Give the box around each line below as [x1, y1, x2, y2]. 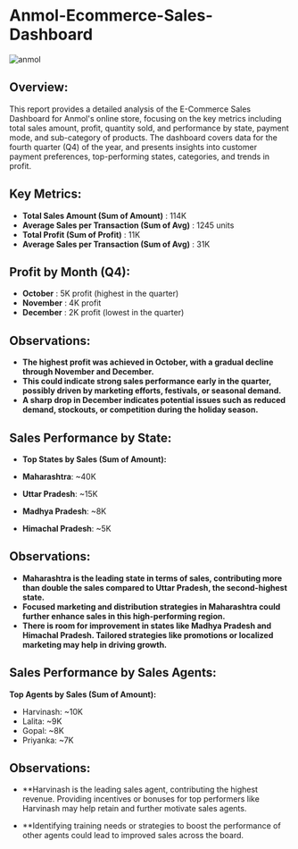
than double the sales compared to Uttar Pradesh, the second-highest [21, 582, 288, 593]
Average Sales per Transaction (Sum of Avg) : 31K [21, 239, 211, 249]
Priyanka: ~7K [21, 735, 74, 745]
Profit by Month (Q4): [9, 265, 131, 280]
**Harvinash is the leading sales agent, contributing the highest [21, 784, 259, 795]
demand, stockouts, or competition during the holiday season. [21, 404, 259, 416]
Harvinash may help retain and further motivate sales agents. [21, 803, 247, 814]
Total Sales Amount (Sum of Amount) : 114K [21, 210, 187, 221]
